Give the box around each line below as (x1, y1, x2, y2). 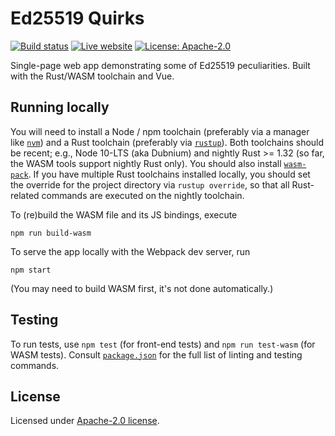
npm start (10, 265, 52, 275)
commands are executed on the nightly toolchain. (41, 189, 245, 201)
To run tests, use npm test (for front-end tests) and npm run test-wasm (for (10, 338, 316, 350)
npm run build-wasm (10, 228, 92, 238)
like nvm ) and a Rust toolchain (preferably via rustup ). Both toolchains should (10, 136, 325, 148)
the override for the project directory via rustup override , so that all (10, 178, 290, 191)
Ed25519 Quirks (10, 7, 145, 30)
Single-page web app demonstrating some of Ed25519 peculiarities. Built (10, 59, 311, 71)
